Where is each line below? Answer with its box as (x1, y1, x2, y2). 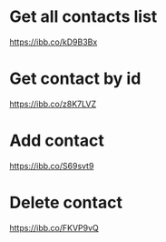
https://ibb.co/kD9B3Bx (9, 36, 98, 47)
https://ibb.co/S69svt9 (9, 160, 94, 171)
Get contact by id (9, 68, 142, 89)
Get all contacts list (9, 6, 158, 27)
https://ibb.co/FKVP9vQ (9, 222, 100, 233)
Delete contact (9, 193, 122, 213)
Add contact (9, 130, 104, 151)
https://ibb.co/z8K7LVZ (9, 98, 97, 109)
